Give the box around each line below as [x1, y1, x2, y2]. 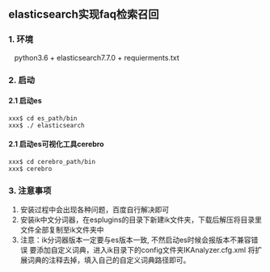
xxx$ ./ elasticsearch [8, 121, 85, 129]
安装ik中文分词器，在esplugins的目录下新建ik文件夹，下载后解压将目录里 [19, 215, 263, 224]
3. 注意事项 [8, 185, 52, 196]
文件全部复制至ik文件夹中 [19, 225, 104, 235]
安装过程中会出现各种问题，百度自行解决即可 [19, 205, 170, 215]
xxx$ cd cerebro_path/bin [8, 158, 95, 166]
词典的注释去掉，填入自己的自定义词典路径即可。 [27, 255, 191, 265]
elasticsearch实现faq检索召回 [8, 7, 159, 22]
